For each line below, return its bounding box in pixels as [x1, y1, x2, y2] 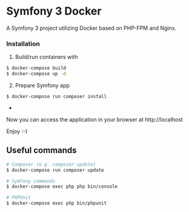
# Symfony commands [6, 178, 56, 184]
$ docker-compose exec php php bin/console [6, 183, 118, 190]
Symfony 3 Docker [6, 4, 102, 18]
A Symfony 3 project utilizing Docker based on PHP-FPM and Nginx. [6, 24, 177, 32]
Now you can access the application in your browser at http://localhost [6, 115, 183, 123]
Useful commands [6, 145, 77, 156]
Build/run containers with [15, 53, 78, 61]
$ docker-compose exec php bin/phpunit [6, 200, 107, 207]
